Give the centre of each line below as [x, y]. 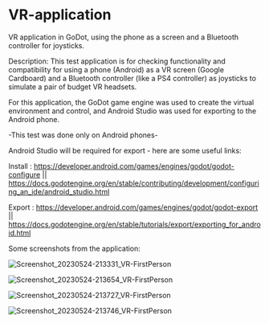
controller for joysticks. [47, 45]
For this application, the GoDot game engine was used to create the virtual [131, 102]
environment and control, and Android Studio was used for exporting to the [132, 111]
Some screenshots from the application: [74, 248]
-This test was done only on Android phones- [83, 135]
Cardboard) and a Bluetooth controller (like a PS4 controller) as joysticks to [132, 78]
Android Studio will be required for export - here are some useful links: [125, 150]
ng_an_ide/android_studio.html [59, 191]
